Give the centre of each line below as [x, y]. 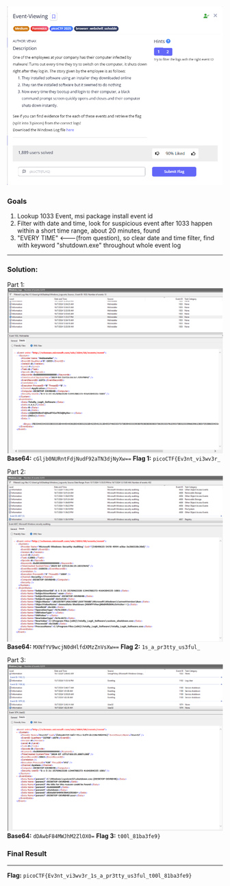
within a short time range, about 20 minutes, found [88, 231]
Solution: [23, 270]
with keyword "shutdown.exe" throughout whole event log [99, 245]
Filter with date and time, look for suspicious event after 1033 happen [115, 224]
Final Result [27, 854]
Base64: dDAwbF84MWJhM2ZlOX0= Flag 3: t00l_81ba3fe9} [84, 836]
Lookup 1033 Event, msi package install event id [85, 216]
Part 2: [16, 472]
